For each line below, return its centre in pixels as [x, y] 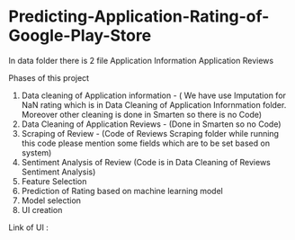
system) [36, 152]
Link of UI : [28, 227]
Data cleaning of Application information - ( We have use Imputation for [154, 95]
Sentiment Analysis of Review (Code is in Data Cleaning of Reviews [146, 162]
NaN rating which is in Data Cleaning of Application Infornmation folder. [154, 104]
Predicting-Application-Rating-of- [139, 17]
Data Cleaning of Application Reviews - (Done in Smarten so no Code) [151, 124]
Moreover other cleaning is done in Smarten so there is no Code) [142, 114]
